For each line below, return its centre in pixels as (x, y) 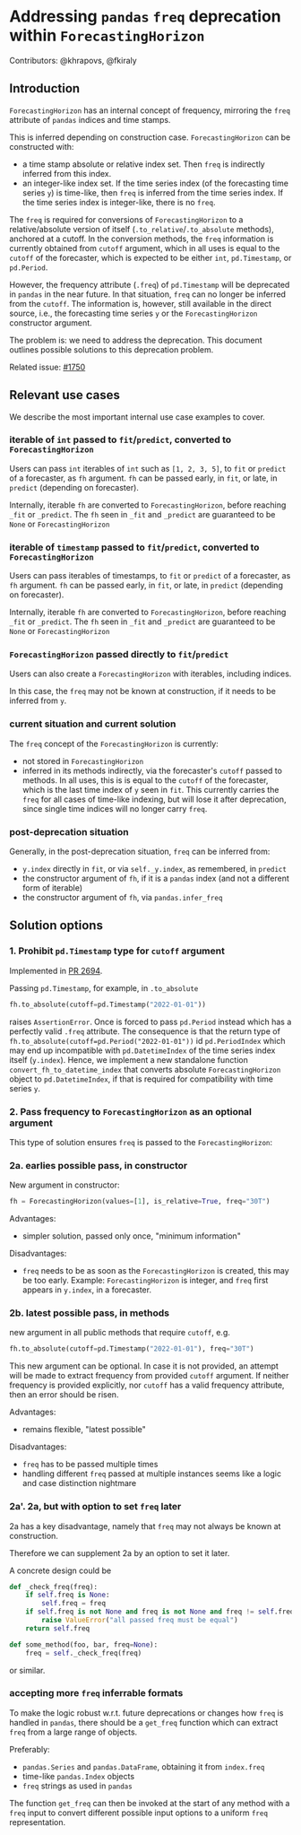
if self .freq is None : (68, 1595)
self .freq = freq (73, 1604)
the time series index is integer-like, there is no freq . (119, 202)
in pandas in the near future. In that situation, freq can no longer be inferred (148, 294)
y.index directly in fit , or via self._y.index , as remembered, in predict (154, 869)
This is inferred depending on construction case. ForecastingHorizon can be (150, 137)
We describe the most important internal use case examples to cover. (138, 417)
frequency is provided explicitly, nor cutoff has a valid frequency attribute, (147, 1385)
